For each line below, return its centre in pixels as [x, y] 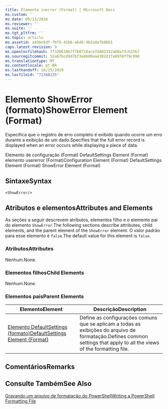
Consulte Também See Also [48, 384]
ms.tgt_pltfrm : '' [24, 33]
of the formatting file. [104, 349]
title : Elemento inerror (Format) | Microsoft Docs [60, 10]
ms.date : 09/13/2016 [27, 19]
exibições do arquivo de [107, 330]
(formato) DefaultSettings [37, 334]
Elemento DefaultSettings [37, 327]
